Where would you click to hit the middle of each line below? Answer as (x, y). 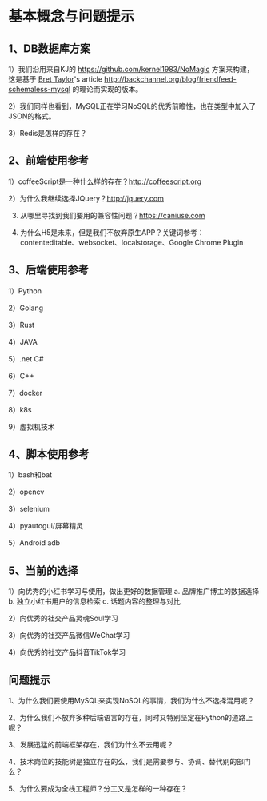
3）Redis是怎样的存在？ (48, 133)
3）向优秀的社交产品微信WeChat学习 (69, 636)
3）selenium (29, 509)
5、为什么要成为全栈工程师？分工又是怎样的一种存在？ (98, 789)
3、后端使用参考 (49, 270)
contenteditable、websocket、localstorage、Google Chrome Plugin (132, 242)
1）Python (25, 291)
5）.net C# (26, 359)
